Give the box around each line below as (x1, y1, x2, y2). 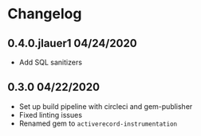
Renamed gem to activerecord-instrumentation (18, 119, 178, 128)
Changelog (7, 5, 82, 23)
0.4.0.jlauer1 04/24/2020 (7, 37, 137, 50)
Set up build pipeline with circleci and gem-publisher (18, 101, 193, 111)
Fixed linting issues (18, 110, 83, 119)
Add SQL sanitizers (18, 57, 83, 67)
